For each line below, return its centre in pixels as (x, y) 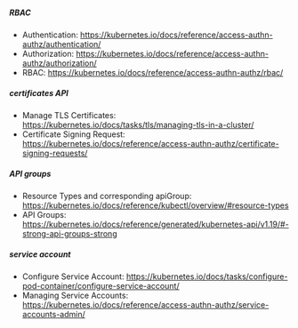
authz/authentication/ (61, 44)
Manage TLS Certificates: (69, 115)
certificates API (39, 92)
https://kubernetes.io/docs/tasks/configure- (207, 276)
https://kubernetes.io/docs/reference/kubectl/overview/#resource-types (155, 205)
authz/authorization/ (60, 63)
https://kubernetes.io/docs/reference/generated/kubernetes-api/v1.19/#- (155, 224)
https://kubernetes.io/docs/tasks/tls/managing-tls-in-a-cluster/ (138, 124)
